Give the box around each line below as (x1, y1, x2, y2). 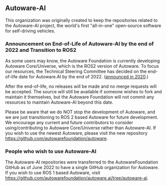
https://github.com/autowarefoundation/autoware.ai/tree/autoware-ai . (5, 175, 149, 181)
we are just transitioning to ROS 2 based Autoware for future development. (5, 114, 159, 120)
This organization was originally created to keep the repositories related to (5, 17, 158, 23)
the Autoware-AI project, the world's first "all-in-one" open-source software (5, 22, 162, 28)
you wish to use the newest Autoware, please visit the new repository (5, 130, 148, 136)
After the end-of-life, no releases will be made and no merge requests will (5, 83, 157, 89)
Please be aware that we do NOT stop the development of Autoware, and (5, 109, 156, 115)
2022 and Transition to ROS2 (5, 46, 77, 53)
